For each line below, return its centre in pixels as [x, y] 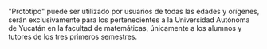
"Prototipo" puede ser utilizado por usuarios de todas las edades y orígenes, [134, 11]
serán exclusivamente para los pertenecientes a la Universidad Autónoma [129, 20]
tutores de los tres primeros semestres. [73, 36]
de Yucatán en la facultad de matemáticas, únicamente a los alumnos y [125, 28]
